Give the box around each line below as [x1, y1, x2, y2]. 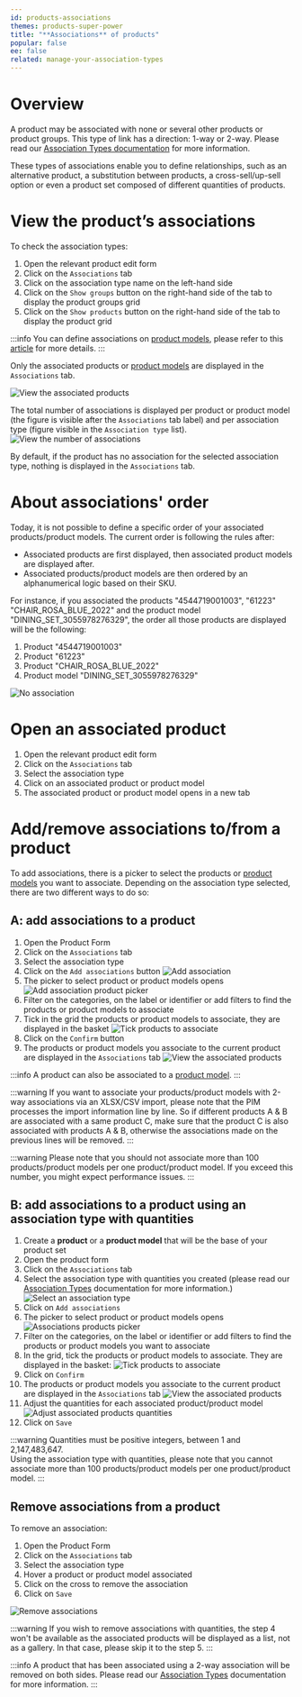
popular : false [10, 38, 67, 48]
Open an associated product [10, 719, 226, 739]
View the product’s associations [10, 211, 256, 232]
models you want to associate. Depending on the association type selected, [10, 877, 291, 888]
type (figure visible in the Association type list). [10, 424, 188, 434]
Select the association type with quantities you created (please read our [22, 1273, 290, 1284]
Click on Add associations [22, 1302, 120, 1313]
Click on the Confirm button [22, 1033, 125, 1044]
